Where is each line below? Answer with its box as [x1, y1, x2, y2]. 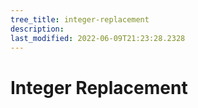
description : [10, 24, 65, 34]
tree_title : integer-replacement [10, 14, 150, 25]
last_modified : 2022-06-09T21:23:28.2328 [10, 33, 186, 43]
